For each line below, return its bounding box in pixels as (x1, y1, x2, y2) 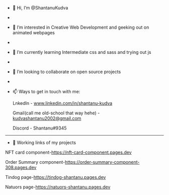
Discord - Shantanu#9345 (12, 125, 67, 131)
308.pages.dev (5, 164, 37, 170)
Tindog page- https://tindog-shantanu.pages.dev (5, 174, 106, 180)
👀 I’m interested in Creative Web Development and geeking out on (12, 24, 149, 30)
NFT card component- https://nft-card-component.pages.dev (5, 149, 132, 155)
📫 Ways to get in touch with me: (12, 89, 80, 94)
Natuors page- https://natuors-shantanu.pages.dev (5, 184, 111, 190)
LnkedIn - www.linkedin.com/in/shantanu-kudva (12, 100, 113, 106)
